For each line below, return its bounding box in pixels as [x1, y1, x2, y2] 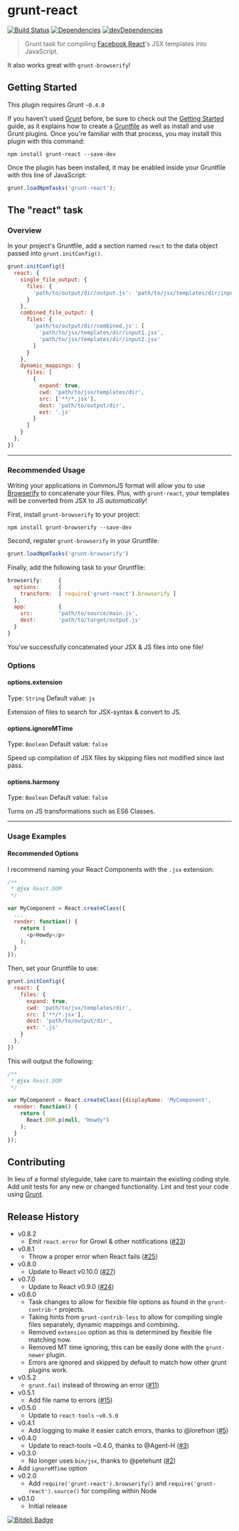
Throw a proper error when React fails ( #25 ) [28, 1252, 158, 1261]
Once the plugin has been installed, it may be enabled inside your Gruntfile [7, 163, 226, 172]
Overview [7, 225, 42, 235]
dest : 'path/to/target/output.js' [20, 616, 142, 624]
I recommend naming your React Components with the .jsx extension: [7, 865, 214, 873]
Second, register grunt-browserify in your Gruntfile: [7, 537, 159, 545]
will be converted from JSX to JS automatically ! [7, 497, 147, 505]
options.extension [7, 678, 63, 687]
